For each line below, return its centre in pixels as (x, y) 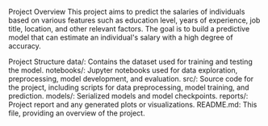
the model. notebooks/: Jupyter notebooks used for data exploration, (123, 70)
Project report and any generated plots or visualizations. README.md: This (133, 105)
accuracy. (25, 46)
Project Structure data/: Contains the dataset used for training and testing (130, 61)
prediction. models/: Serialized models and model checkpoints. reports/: (128, 96)
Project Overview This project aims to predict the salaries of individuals (127, 12)
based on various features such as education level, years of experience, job (134, 20)
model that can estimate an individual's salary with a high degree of (121, 37)
